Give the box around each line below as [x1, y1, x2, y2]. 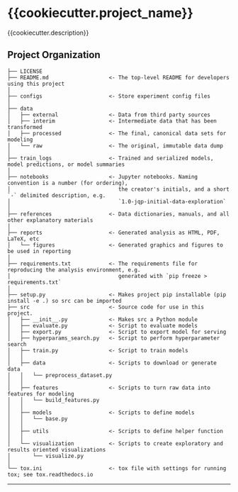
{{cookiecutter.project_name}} [7, 5, 193, 21]
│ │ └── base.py [7, 415, 69, 423]
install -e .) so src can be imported [7, 297, 122, 304]
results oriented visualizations [7, 446, 106, 453]
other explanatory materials [7, 216, 93, 224]
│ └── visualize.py [7, 452, 84, 459]
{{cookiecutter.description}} [7, 28, 89, 37]
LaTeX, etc [7, 235, 40, 242]
